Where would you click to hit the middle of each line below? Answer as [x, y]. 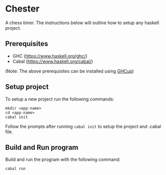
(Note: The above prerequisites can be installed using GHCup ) [70, 71]
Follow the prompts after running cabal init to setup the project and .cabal [83, 126]
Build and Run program [42, 147]
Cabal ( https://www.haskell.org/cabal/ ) [53, 61]
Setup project [27, 87]
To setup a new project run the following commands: [60, 99]
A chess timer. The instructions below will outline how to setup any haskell [82, 23]
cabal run [16, 169]
